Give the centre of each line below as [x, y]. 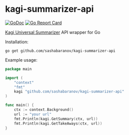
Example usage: [21, 60]
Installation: [17, 42]
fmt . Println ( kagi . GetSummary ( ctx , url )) [56, 119]
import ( [14, 78]
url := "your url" [33, 114]
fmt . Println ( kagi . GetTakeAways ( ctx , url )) [58, 123]
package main [18, 69]
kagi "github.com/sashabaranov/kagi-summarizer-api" [69, 92]
